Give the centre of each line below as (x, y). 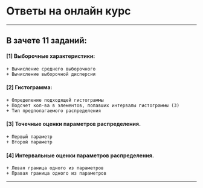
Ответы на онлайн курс (69, 11)
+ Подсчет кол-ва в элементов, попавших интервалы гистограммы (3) (93, 105)
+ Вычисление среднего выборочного (51, 69)
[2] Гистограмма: (29, 87)
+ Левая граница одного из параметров (55, 168)
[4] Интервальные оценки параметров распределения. (80, 155)
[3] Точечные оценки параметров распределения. (73, 124)
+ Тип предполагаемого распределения (54, 111)
